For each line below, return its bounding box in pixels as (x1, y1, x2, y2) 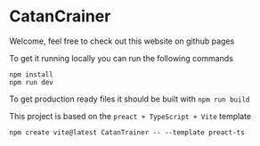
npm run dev (9, 77, 53, 86)
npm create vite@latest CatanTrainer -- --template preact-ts (9, 127, 245, 137)
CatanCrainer (9, 6, 111, 27)
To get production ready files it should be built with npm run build (9, 93, 250, 104)
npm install (9, 69, 53, 79)
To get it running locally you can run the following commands (9, 53, 234, 63)
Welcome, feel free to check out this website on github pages (9, 36, 235, 46)
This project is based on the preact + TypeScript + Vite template (9, 110, 252, 121)
